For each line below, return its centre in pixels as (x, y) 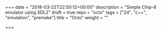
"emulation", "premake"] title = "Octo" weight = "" (57, 17)
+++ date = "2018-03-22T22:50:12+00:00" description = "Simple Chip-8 (81, 7)
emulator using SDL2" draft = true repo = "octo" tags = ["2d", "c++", (76, 12)
